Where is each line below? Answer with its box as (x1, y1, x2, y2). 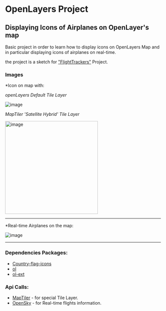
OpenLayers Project (5, 3, 88, 15)
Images (5, 71, 24, 78)
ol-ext (12, 271, 25, 277)
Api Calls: (5, 283, 29, 290)
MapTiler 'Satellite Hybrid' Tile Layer (5, 111, 80, 117)
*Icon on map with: (5, 83, 44, 89)
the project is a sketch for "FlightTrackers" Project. (5, 59, 108, 65)
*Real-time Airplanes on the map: (5, 223, 74, 229)
